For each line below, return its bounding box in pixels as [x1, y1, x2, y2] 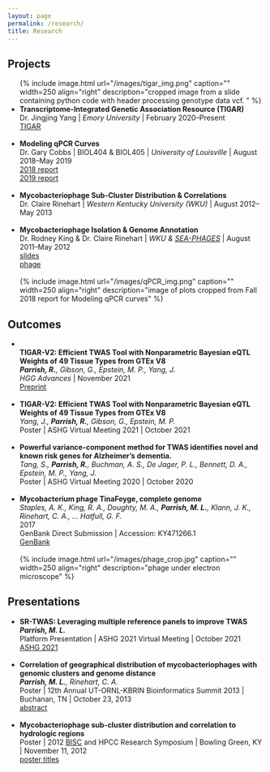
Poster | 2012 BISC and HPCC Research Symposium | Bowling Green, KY [19, 737, 263, 747]
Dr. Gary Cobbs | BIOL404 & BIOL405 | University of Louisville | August [19, 148, 258, 157]
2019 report [19, 174, 58, 183]
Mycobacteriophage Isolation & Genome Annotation [19, 225, 199, 235]
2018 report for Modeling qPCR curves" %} [19, 294, 164, 304]
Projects [7, 57, 51, 71]
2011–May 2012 [19, 242, 71, 252]
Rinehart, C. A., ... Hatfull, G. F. [19, 512, 122, 521]
